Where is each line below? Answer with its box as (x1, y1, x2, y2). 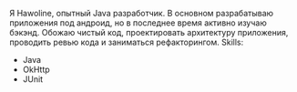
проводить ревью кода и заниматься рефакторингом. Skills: (9, 36, 244, 47)
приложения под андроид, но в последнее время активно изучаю (9, 17, 267, 28)
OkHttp (22, 64, 50, 75)
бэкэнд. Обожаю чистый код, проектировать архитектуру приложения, (9, 27, 289, 37)
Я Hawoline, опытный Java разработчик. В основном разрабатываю (9, 8, 274, 18)
